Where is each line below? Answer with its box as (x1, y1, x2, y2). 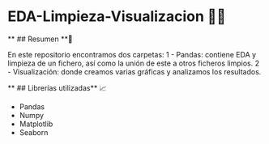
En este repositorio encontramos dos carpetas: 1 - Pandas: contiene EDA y (7, 49, 257, 59)
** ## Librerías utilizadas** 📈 (7, 83, 107, 92)
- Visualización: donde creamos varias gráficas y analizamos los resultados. (7, 66, 262, 76)
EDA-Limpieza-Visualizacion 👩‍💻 (7, 7, 226, 26)
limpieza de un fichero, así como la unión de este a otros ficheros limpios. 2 (7, 58, 260, 68)
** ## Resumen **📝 (7, 34, 74, 44)
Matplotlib (19, 119, 53, 129)
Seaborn (19, 127, 49, 137)
